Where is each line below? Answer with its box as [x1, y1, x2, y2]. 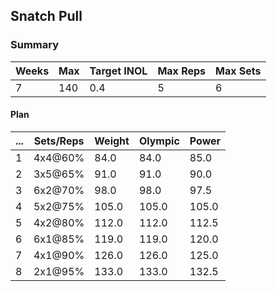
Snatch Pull [10, 8, 83, 25]
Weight [94, 134, 130, 148]
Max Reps [157, 64, 207, 78]
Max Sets [215, 64, 262, 78]
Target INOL [89, 64, 148, 78]
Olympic [138, 134, 180, 148]
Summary [10, 38, 60, 52]
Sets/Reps [33, 134, 85, 148]
